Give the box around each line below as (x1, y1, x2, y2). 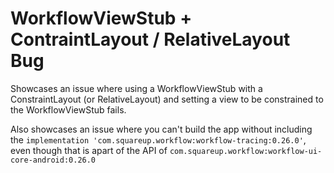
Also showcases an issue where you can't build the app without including (10, 123, 313, 135)
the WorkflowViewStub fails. (10, 103, 127, 116)
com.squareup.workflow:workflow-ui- (169, 146, 323, 156)
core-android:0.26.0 (10, 155, 97, 165)
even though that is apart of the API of (10, 144, 168, 156)
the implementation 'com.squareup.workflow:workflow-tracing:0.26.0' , (10, 133, 307, 146)
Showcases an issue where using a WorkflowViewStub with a (10, 82, 263, 94)
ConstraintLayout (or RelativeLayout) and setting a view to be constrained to (10, 93, 324, 105)
